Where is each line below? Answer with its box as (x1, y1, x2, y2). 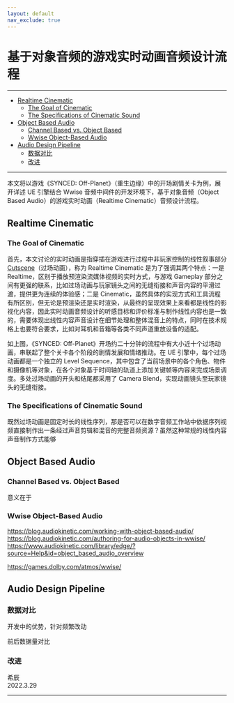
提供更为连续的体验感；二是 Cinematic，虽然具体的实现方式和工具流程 (19, 290, 221, 298)
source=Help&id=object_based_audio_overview (7, 549, 144, 558)
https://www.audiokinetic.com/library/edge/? (7, 542, 136, 550)
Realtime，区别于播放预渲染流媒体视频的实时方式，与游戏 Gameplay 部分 (7, 273, 217, 281)
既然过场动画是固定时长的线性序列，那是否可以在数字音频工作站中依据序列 (7, 418, 221, 426)
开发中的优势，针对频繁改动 (7, 622, 87, 631)
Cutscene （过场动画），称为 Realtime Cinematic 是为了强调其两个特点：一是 (7, 264, 225, 272)
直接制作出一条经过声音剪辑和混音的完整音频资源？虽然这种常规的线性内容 (13, 426, 227, 434)
